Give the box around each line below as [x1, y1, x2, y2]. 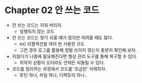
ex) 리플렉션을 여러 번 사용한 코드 [19, 40, 85, 46]
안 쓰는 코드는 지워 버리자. [11, 22, 63, 28]
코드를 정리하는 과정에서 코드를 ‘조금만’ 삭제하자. [11, 65, 107, 71]
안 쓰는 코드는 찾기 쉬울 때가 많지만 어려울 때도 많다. [11, 34, 113, 40]
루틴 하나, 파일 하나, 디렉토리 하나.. [19, 72, 87, 78]
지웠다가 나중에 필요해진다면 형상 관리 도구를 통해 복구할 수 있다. [11, 53, 137, 59]
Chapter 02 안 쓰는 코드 [4, 4, 99, 16]
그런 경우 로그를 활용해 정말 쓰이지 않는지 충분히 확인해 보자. [19, 47, 137, 53]
